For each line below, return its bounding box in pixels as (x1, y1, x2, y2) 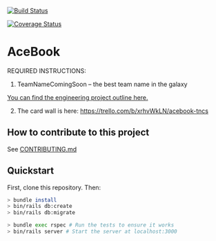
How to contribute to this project (7, 127, 150, 138)
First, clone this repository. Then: (7, 183, 101, 191)
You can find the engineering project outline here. (7, 93, 148, 101)
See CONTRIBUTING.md (7, 145, 77, 153)
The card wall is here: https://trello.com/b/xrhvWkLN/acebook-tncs (17, 107, 209, 115)
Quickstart (7, 165, 55, 177)
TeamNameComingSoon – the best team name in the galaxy (17, 80, 188, 88)
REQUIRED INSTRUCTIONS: (7, 66, 86, 75)
